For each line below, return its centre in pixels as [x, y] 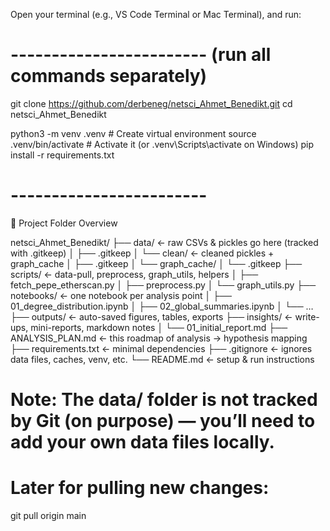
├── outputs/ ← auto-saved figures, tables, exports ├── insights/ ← [151, 316]
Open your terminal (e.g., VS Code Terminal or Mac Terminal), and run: [156, 14]
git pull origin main [48, 515]
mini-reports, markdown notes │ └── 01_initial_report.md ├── [159, 327]
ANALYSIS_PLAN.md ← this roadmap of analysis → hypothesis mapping [159, 338]
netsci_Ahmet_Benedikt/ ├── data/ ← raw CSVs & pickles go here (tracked [164, 242]
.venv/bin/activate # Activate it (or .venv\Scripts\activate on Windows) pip [162, 144]
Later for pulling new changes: [140, 488]
